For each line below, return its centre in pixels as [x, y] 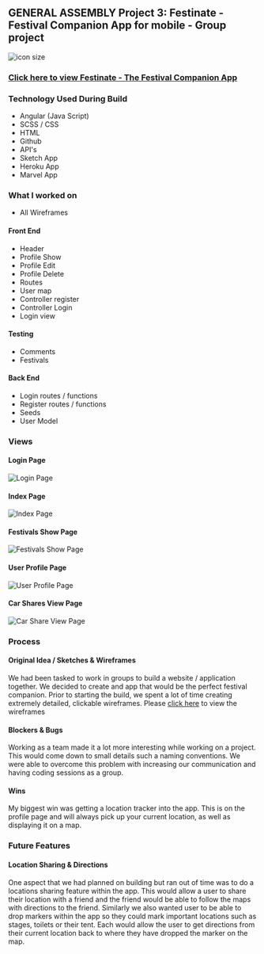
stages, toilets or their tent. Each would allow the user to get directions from [132, 924]
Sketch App [38, 158]
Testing [21, 334]
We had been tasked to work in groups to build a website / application [122, 678]
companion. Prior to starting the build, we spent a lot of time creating [121, 695]
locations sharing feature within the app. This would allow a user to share [127, 891]
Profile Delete [42, 273]
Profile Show [40, 257]
